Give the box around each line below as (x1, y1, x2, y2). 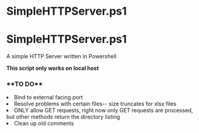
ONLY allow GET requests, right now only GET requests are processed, (14, 107, 193, 114)
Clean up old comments (14, 120, 75, 127)
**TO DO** (6, 80, 43, 88)
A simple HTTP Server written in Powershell (6, 53, 117, 60)
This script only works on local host (6, 64, 99, 72)
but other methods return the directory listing (6, 113, 121, 121)
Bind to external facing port (14, 94, 83, 101)
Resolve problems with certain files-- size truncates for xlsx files (14, 100, 176, 108)
